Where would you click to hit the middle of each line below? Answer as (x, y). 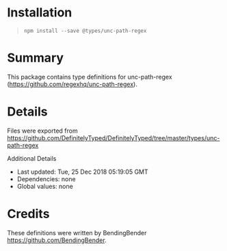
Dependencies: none (46, 179)
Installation (40, 13)
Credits (28, 214)
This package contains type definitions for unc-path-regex (90, 77)
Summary (35, 58)
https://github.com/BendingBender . (57, 240)
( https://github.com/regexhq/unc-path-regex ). (72, 84)
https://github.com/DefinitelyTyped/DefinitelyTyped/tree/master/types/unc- (113, 137)
